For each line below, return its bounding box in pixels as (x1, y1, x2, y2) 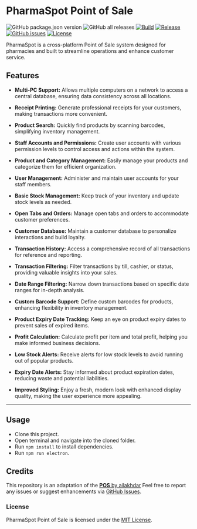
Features (6, 71, 39, 81)
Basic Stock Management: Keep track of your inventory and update (14, 192, 179, 199)
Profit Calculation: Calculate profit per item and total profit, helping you (14, 333, 188, 340)
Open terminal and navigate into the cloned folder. (14, 437, 136, 444)
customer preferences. (14, 216, 70, 223)
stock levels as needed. (14, 198, 72, 205)
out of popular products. (14, 357, 74, 364)
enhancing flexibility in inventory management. (14, 304, 128, 311)
